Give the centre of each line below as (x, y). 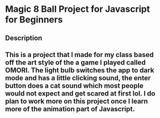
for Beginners (34, 20)
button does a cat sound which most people (74, 86)
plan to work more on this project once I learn (77, 101)
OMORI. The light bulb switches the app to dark (80, 70)
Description (24, 38)
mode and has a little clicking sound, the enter (78, 78)
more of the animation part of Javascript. (70, 109)
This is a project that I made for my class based (80, 55)
